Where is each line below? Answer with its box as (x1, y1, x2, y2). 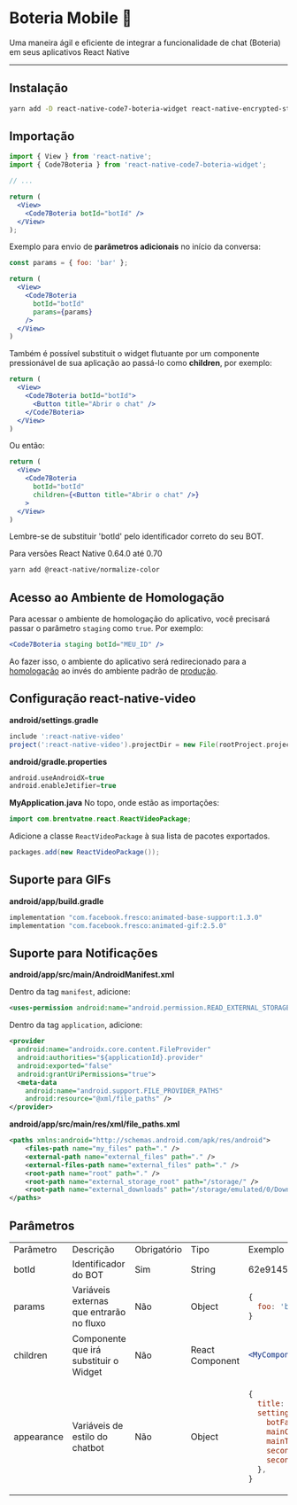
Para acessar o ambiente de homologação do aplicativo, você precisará (9, 613, 270, 624)
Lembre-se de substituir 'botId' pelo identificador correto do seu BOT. (9, 531, 264, 542)
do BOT (72, 1269, 104, 1281)
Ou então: (9, 441, 46, 451)
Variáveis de (72, 1419, 124, 1431)
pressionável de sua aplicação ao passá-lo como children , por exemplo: (9, 358, 272, 369)
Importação (9, 129, 75, 144)
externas (72, 1295, 109, 1307)
